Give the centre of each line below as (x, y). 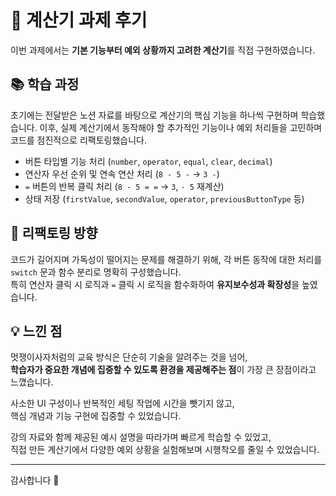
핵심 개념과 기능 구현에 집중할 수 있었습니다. (96, 416)
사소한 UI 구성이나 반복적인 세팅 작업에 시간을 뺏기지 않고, (122, 403)
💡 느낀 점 (36, 331)
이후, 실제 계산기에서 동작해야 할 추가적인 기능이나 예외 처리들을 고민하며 (181, 127)
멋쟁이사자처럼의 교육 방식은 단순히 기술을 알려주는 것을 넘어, (129, 357)
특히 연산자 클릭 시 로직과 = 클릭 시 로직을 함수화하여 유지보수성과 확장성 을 (155, 284)
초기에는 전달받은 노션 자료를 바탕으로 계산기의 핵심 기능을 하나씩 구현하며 (154, 115)
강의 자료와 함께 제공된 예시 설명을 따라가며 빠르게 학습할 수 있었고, (141, 437)
